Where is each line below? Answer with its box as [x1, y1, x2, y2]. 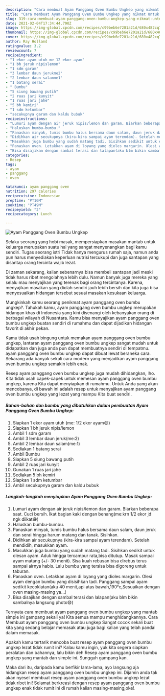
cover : [5, 35, 19, 40]
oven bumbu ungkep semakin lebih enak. [5, 361, 89, 367]
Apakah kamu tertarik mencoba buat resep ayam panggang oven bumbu [5, 639, 152, 645]
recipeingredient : [5, 52, 43, 58]
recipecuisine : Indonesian [5, 193, 61, 198]
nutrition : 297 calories [5, 189, 56, 194]
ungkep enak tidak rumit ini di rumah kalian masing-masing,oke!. [5, 685, 136, 691]
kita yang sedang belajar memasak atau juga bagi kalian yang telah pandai [5, 625, 156, 630]
